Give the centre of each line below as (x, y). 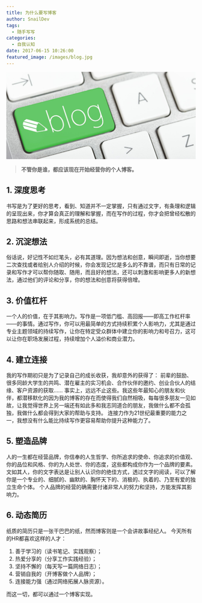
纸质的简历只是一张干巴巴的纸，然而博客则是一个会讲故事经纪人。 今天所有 (99, 531)
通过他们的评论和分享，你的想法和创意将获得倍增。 (80, 280)
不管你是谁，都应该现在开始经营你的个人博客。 (79, 169)
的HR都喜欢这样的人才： (36, 538)
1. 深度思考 (26, 190)
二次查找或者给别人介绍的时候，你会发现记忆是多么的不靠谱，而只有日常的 (98, 265)
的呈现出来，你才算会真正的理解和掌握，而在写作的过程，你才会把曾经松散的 (101, 213)
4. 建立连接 (27, 360)
